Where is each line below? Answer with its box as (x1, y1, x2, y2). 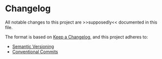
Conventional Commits (12, 49, 58, 55)
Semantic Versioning (12, 43, 54, 49)
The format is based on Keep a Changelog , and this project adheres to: (5, 34, 148, 40)
